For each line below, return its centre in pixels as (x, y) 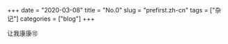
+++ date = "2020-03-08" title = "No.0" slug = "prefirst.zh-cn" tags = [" (111, 10)
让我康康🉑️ (23, 33)
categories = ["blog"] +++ (58, 19)
